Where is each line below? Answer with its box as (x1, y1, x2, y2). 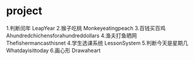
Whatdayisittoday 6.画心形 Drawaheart (6, 46, 101, 54)
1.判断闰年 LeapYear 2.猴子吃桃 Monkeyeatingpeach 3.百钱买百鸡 (6, 24, 165, 31)
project (6, 4, 43, 18)
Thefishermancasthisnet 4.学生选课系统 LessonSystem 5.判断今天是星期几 (6, 39, 189, 46)
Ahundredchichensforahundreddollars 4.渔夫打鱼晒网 (6, 31, 137, 39)
